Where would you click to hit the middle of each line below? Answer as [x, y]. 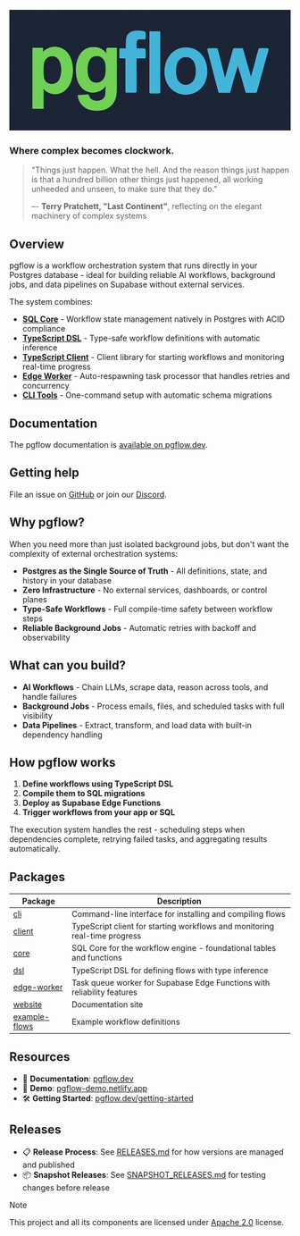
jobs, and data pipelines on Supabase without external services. [127, 285]
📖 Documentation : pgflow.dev [78, 1079]
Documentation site [107, 1005]
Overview [37, 244]
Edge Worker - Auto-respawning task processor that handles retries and [156, 376]
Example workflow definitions [125, 1022]
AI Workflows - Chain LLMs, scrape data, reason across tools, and [145, 687]
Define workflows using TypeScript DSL [98, 784]
